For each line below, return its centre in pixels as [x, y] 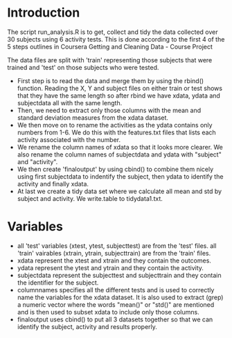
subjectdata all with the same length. [70, 103]
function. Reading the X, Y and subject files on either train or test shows [120, 88]
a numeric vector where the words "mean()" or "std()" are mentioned [116, 304]
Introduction [44, 13]
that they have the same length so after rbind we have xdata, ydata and [118, 96]
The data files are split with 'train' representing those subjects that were [110, 60]
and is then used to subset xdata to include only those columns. [108, 312]
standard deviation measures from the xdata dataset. [92, 117]
